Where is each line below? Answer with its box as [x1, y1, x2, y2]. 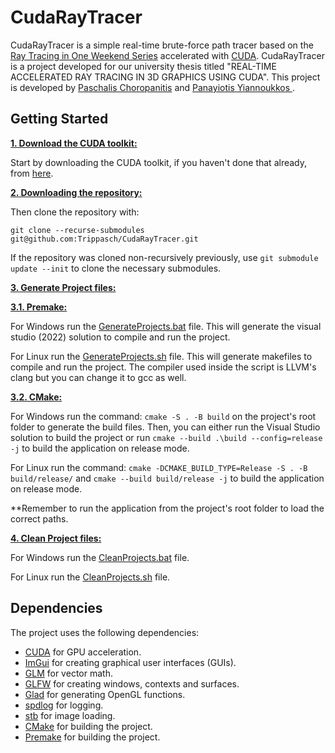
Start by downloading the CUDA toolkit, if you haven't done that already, [10, 156, 308, 168]
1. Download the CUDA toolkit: [10, 137, 138, 149]
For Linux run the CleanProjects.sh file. [10, 571, 171, 583]
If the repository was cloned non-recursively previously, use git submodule [10, 251, 319, 263]
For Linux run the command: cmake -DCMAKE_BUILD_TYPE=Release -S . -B [10, 461, 308, 473]
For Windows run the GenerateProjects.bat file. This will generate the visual [10, 320, 322, 332]
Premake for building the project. [24, 731, 161, 743]
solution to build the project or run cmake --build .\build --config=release [10, 431, 323, 443]
